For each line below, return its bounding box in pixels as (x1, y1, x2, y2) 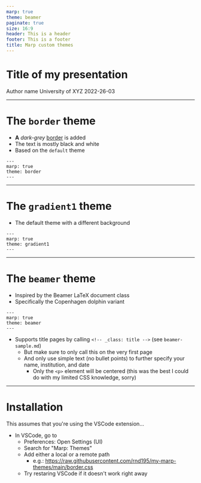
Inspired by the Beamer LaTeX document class (14, 291, 130, 299)
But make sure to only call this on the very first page (23, 348, 153, 356)
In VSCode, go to (14, 432, 57, 439)
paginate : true (6, 20, 44, 26)
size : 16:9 (6, 25, 33, 32)
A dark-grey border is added (14, 134, 86, 141)
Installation (6, 400, 63, 414)
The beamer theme (6, 271, 96, 285)
